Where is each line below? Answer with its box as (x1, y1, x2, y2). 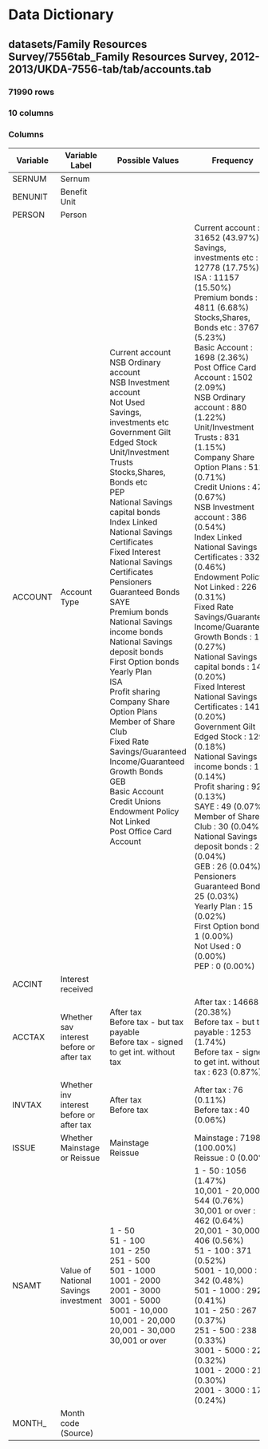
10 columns (8, 108, 54, 119)
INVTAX (12, 1099, 42, 1111)
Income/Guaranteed (109, 756, 185, 767)
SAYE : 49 (194, 801, 232, 812)
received (60, 984, 93, 995)
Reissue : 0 (194, 1152, 236, 1163)
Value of (60, 1265, 92, 1276)
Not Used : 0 (194, 940, 242, 952)
